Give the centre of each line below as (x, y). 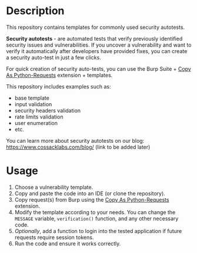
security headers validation (48, 110)
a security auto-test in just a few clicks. (54, 57)
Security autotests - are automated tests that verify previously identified (94, 38)
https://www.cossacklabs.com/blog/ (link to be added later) (78, 147)
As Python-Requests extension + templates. (59, 75)
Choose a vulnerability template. (54, 187)
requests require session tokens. (54, 237)
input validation (33, 104)
